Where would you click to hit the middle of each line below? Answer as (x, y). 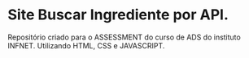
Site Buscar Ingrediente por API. (118, 15)
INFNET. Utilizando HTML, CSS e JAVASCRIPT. (86, 45)
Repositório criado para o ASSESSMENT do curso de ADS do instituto (124, 37)
